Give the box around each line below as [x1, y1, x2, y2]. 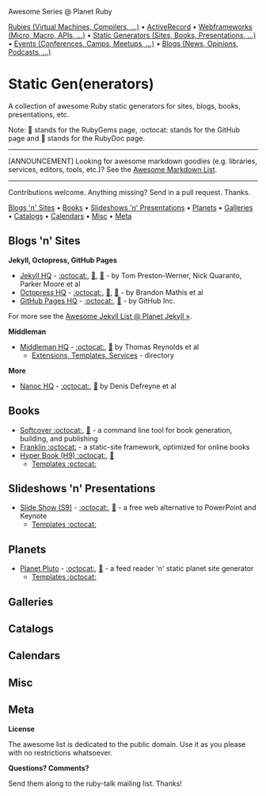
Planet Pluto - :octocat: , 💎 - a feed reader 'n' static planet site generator [19, 564, 254, 573]
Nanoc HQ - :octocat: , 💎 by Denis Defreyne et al [19, 381, 177, 391]
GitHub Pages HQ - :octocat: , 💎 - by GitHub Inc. [19, 296, 176, 305]
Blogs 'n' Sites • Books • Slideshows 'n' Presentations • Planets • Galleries [8, 202, 253, 212]
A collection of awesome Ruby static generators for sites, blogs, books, [8, 101, 241, 110]
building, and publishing [19, 434, 98, 443]
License [8, 724, 36, 733]
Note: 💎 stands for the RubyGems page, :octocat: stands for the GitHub [8, 124, 240, 134]
